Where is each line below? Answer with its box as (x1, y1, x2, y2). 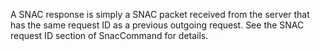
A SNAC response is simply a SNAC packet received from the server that (10, 9, 310, 20)
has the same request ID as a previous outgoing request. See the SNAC (10, 19, 305, 31)
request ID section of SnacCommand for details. (10, 30, 209, 41)
